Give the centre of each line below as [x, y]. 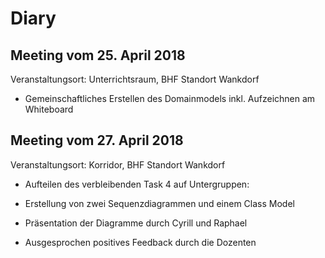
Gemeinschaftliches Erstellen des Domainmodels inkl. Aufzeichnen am [170, 98]
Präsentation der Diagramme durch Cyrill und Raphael [136, 223]
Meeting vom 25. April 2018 [98, 55]
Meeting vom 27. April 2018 [97, 140]
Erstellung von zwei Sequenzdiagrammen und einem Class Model [159, 203]
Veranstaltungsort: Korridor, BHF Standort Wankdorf [118, 164]
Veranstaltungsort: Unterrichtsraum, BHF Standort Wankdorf [135, 79]
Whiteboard [49, 109]
